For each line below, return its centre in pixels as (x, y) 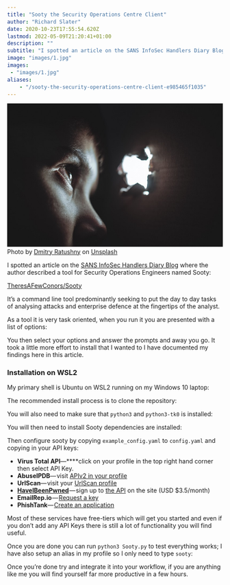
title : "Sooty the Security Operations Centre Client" (87, 14)
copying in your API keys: (43, 448)
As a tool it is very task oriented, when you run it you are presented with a (111, 319)
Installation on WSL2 (42, 372)
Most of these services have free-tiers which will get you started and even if (115, 518)
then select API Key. (45, 468)
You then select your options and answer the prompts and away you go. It (111, 340)
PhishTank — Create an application (65, 505)
